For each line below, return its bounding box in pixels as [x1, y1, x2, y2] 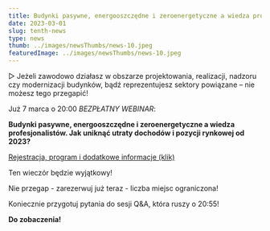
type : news [8, 34, 45, 43]
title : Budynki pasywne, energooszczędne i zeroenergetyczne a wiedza [8, 11, 250, 20]
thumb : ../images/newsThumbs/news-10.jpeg [8, 42, 153, 50]
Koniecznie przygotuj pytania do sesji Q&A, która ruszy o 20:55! [8, 199, 219, 208]
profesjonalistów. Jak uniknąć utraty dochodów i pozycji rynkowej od [8, 128, 245, 138]
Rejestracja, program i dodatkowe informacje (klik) [8, 152, 175, 162]
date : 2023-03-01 [8, 19, 67, 27]
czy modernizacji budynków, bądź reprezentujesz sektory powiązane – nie [8, 80, 256, 89]
